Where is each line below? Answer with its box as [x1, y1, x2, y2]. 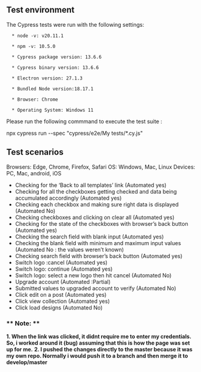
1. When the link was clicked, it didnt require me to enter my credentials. [6, 333, 191, 340]
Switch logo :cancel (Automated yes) [15, 259, 108, 266]
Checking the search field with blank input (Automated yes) [15, 233, 164, 240]
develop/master [6, 358, 47, 366]
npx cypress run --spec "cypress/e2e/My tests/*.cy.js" [6, 129, 143, 137]
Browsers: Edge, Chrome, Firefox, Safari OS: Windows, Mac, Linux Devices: [6, 163, 196, 171]
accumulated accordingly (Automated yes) [15, 194, 122, 201]
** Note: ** [6, 319, 40, 327]
